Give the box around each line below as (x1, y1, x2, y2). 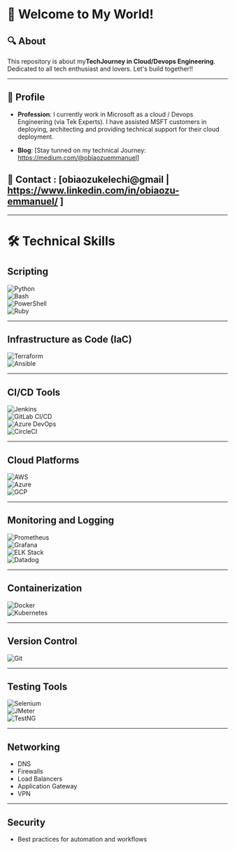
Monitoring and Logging (7, 514, 115, 526)
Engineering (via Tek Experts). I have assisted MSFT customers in (17, 117, 207, 125)
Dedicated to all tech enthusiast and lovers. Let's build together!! (7, 64, 194, 73)
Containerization (7, 582, 83, 594)
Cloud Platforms (7, 454, 80, 466)
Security (7, 816, 45, 828)
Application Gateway (17, 782, 78, 790)
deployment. (17, 132, 54, 141)
